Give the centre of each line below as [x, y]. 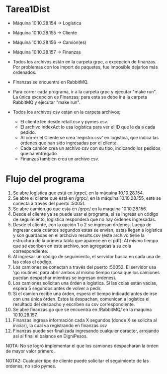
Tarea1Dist [28, 9]
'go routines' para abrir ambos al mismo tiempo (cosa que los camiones [86, 272]
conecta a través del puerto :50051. [49, 203]
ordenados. [25, 72]
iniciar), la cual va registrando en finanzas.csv [60, 325]
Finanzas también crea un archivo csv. [60, 159]
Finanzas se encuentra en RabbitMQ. [51, 82]
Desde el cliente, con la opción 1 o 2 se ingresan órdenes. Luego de [82, 224]
